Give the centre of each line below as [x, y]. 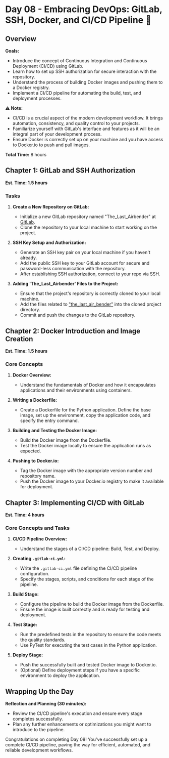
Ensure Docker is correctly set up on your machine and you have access [88, 139]
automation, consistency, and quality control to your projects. [76, 123]
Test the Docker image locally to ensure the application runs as [86, 446]
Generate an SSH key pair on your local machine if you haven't [85, 252]
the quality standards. [43, 640]
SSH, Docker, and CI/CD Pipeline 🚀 [78, 20]
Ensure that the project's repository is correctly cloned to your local [90, 293]
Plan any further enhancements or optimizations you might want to [82, 724]
